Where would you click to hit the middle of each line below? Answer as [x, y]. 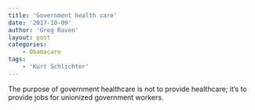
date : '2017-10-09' [40, 23]
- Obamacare [42, 52]
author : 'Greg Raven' [44, 30]
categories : [27, 45]
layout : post [29, 37]
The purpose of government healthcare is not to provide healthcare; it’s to [127, 89]
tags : [17, 60]
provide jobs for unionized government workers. [86, 97]
